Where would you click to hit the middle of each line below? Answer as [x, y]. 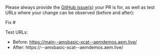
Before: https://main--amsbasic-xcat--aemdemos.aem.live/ [75, 42]
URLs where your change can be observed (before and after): [70, 13]
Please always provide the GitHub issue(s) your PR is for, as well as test [80, 7]
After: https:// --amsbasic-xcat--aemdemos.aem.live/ [68, 47]
